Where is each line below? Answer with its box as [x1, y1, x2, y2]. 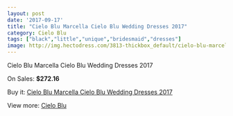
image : [7, 42, 26, 49]
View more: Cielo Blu [7, 101, 67, 109]
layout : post [7, 10, 45, 17]
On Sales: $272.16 [7, 75, 60, 83]
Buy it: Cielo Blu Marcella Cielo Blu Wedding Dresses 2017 [7, 88, 173, 96]
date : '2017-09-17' [7, 17, 64, 23]
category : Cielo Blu [7, 29, 67, 37]
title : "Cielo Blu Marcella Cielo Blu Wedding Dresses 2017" [7, 23, 188, 30]
